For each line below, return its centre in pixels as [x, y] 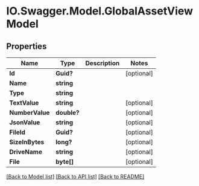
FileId [17, 132]
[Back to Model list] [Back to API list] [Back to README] [75, 177]
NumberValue [30, 113]
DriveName [26, 152]
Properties [27, 46]
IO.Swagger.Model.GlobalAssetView [100, 11]
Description [103, 63]
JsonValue [25, 122]
